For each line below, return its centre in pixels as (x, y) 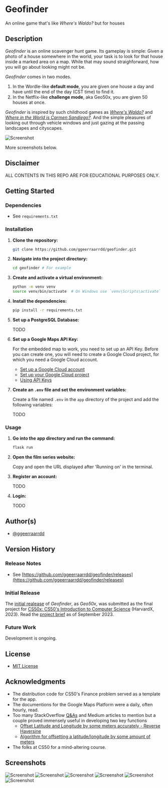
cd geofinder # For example (42, 268)
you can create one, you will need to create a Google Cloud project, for (86, 354)
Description (24, 39)
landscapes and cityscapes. (34, 128)
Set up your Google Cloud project (54, 374)
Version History (30, 549)
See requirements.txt (35, 216)
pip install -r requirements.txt (47, 310)
